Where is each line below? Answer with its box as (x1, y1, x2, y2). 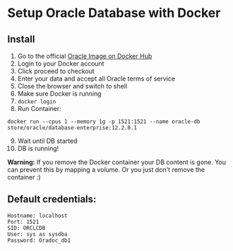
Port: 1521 (7, 218, 40, 226)
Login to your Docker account (17, 59, 104, 68)
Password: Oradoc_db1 (7, 237, 71, 244)
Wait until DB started (17, 136, 78, 145)
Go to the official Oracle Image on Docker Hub (17, 52, 153, 60)
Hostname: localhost (7, 212, 68, 219)
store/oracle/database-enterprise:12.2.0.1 (7, 124, 138, 132)
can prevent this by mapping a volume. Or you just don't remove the (7, 165, 205, 174)
